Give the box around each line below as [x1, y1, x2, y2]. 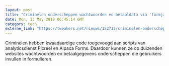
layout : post [5, 7, 33, 13]
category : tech [5, 21, 37, 27]
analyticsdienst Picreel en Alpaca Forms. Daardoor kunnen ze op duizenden [5, 45, 162, 51]
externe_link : [5, 26, 35, 31]
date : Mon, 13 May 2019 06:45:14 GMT [5, 17, 84, 22]
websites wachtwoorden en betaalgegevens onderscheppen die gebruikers [5, 51, 162, 57]
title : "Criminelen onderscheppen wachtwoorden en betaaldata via [5, 12, 147, 17]
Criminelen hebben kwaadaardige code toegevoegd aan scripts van [5, 40, 146, 46]
